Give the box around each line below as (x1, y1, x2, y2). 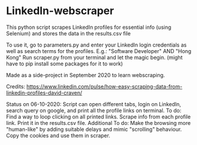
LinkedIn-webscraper (6, 4, 114, 18)
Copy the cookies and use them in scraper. (6, 131, 110, 139)
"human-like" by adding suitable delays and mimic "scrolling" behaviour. (6, 126, 182, 133)
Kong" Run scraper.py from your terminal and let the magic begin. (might (6, 54, 183, 61)
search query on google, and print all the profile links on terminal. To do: (6, 107, 182, 114)
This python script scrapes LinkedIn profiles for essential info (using (6, 24, 172, 31)
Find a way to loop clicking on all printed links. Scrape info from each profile (6, 113, 191, 120)
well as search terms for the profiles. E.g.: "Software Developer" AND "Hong (6, 47, 192, 54)
